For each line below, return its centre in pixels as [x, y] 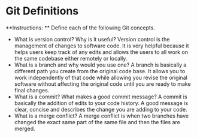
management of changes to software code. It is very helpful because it [101, 46]
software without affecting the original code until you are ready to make [102, 84]
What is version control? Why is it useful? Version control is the [92, 39]
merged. [25, 128]
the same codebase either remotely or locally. [71, 58]
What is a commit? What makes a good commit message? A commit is [101, 97]
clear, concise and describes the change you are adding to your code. [101, 109]
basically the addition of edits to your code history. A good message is [101, 103]
